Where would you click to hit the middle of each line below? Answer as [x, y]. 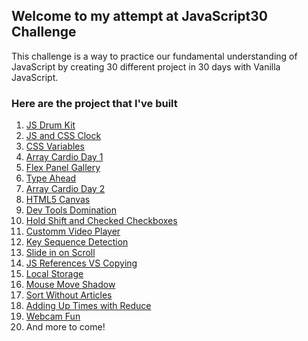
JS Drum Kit [50, 125]
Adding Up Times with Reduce [88, 306]
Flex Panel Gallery [63, 168]
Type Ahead [51, 178]
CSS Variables [55, 146]
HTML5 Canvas [58, 200]
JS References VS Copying [81, 263]
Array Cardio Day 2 [65, 189]
